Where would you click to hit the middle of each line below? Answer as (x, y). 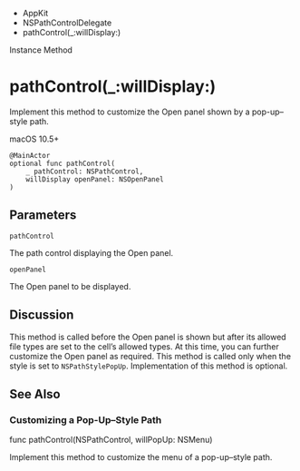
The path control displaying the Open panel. (92, 252)
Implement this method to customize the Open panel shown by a (130, 112)
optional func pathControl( (63, 163)
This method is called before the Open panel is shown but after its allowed (148, 337)
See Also (35, 394)
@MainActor (30, 155)
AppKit (35, 13)
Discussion (42, 315)
